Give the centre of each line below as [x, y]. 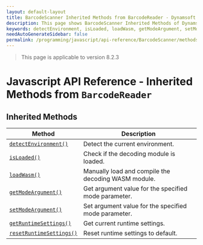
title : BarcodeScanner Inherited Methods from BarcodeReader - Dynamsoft [101, 18]
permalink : [20, 40]
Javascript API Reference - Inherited [100, 82]
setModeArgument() [36, 210]
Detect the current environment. [129, 144]
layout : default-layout [36, 12]
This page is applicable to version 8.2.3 [70, 57]
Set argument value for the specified [135, 206]
